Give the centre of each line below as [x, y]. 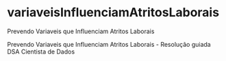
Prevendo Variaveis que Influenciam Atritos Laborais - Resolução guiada [109, 44]
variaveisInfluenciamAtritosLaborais [113, 13]
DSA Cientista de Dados [41, 52]
